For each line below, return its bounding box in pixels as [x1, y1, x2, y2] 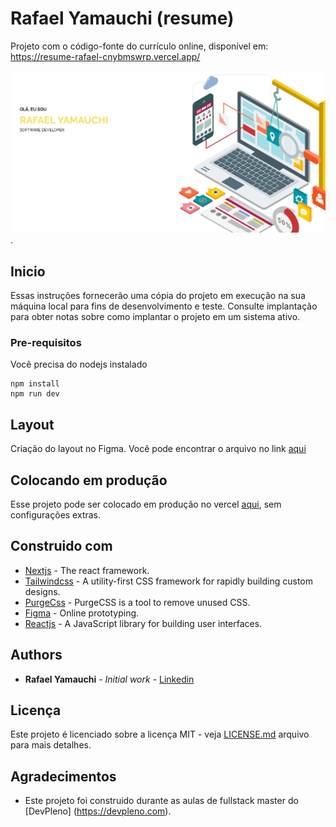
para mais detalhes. [10, 739, 92, 751]
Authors [10, 647, 63, 664]
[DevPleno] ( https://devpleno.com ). [24, 805, 172, 817]
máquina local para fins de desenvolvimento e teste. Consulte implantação [10, 300, 318, 312]
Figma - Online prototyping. [24, 607, 140, 619]
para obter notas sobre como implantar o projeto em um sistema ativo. [10, 311, 301, 323]
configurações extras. [10, 509, 102, 521]
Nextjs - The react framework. [24, 564, 150, 576]
